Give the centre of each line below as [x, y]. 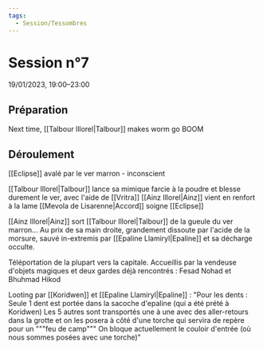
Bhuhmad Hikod [35, 280]
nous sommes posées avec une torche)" [75, 337]
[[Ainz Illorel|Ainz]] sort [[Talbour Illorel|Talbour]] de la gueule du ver [121, 221]
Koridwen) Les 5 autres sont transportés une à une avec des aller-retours [128, 312]
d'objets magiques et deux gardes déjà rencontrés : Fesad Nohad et [120, 271]
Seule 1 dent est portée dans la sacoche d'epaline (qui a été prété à [119, 304]
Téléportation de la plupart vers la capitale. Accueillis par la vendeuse [122, 262]
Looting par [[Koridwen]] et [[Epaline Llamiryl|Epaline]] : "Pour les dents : [128, 295]
